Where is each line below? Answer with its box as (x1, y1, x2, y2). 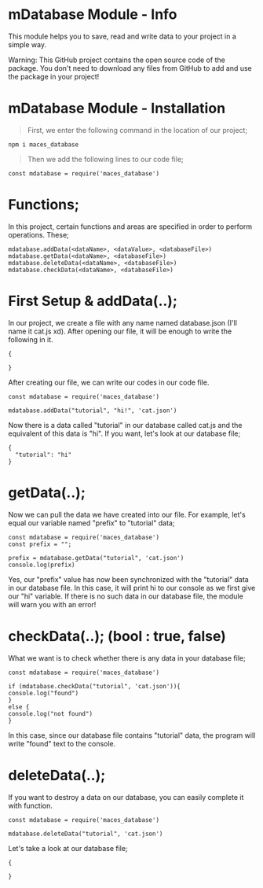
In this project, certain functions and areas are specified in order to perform (8, 222, 253, 231)
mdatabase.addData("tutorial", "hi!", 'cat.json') (8, 407, 177, 415)
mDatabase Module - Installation (8, 100, 226, 117)
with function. (8, 801, 53, 810)
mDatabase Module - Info (8, 6, 177, 24)
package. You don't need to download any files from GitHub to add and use (8, 63, 253, 72)
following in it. (8, 334, 53, 344)
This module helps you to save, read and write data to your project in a (8, 31, 237, 41)
